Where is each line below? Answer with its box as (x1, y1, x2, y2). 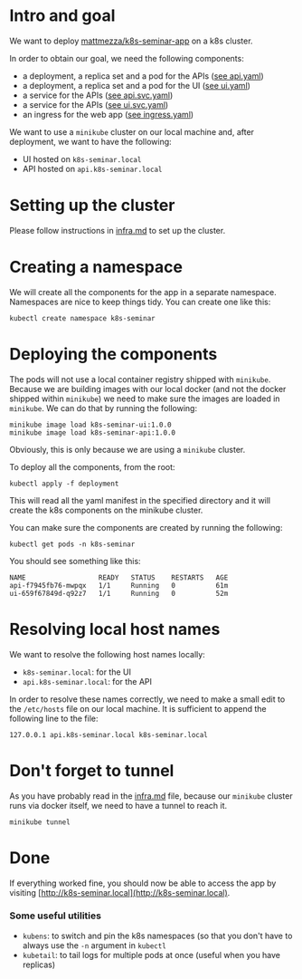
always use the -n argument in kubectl (22, 939, 167, 951)
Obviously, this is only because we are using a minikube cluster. (9, 444, 246, 455)
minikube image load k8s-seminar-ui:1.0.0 (9, 420, 172, 429)
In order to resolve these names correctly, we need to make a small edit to (9, 694, 286, 705)
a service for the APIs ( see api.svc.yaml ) (22, 90, 174, 101)
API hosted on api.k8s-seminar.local (22, 163, 163, 174)
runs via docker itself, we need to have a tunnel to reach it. (9, 800, 228, 811)
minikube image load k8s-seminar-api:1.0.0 (9, 427, 176, 437)
